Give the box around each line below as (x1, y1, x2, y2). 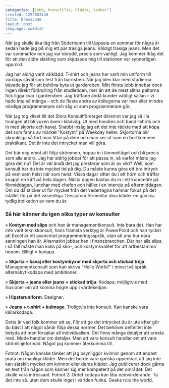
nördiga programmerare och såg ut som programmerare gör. (5, 103, 131, 109)
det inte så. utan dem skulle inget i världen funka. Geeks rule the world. (5, 377, 153, 383)
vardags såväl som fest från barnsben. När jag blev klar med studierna (5, 77, 152, 83)
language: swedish (5, 26, 44, 31)
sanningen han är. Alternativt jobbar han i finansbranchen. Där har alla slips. (5, 238, 163, 244)
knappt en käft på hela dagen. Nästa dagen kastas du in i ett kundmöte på (5, 177, 159, 183)
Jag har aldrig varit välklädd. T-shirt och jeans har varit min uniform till (5, 71, 151, 77)
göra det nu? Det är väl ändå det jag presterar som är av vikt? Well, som (5, 160, 154, 167)
